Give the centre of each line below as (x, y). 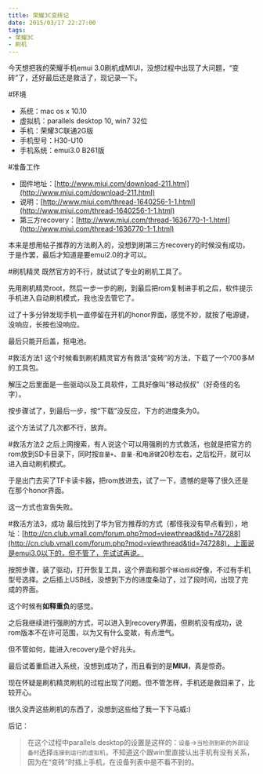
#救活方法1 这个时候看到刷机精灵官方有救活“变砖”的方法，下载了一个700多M (131, 358)
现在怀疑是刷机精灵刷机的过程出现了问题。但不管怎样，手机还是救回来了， (128, 683)
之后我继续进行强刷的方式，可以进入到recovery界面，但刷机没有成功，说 (125, 623)
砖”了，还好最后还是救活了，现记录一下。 (75, 78)
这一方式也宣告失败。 (42, 507)
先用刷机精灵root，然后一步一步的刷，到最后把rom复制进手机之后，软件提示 (131, 288)
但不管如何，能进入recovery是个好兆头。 (74, 649)
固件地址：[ (38, 184)
